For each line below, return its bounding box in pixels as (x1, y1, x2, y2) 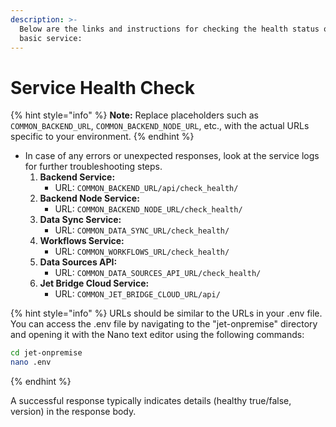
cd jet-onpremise (10, 348, 83, 358)
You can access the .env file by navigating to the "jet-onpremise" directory (10, 318, 318, 330)
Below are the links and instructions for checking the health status (19, 24, 320, 34)
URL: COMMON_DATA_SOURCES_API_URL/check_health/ (54, 267, 262, 279)
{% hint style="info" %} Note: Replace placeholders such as (10, 109, 259, 121)
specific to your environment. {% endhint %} (10, 131, 195, 143)
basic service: (19, 33, 83, 43)
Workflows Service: (39, 235, 125, 247)
